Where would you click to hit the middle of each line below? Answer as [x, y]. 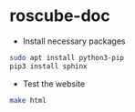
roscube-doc [60, 16]
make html [28, 100]
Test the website [54, 84]
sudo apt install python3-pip [67, 57]
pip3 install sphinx [49, 66]
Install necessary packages [74, 41]
